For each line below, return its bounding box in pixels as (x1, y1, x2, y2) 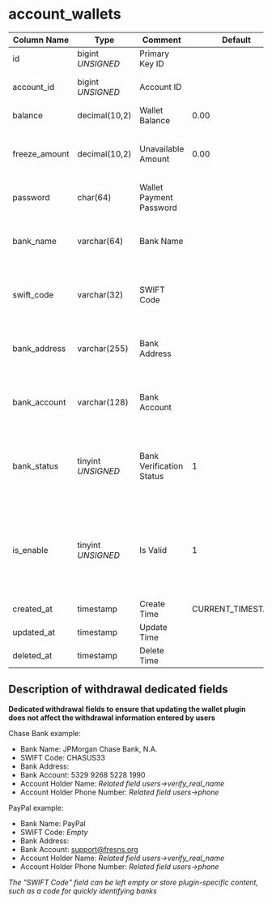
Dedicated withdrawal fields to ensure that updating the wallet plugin (8, 704, 246, 713)
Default (221, 34, 251, 45)
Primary (139, 48, 170, 59)
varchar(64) (77, 235, 124, 246)
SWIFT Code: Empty (19, 827, 88, 837)
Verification (139, 460, 184, 471)
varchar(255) (77, 342, 129, 353)
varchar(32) (77, 289, 124, 300)
